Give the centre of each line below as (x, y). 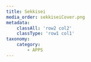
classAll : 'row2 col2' (44, 28)
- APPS (35, 50)
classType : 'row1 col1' (46, 34)
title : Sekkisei (26, 12)
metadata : (18, 22)
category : (29, 45)
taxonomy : (18, 39)
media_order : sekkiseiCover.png (45, 17)
